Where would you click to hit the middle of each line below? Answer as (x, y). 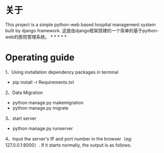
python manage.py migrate (40, 108)
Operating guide (40, 58)
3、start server (21, 118)
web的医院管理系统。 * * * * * (36, 37)
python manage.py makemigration (48, 102)
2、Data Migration (24, 92)
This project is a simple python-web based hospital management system (80, 24)
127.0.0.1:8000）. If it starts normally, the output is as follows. (68, 145)
